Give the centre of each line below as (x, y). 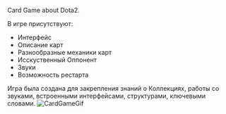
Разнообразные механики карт (64, 52)
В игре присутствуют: (40, 24)
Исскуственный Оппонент (57, 60)
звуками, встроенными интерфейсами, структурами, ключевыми (107, 96)
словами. (22, 103)
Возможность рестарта (53, 75)
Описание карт (40, 45)
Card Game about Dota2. (43, 10)
